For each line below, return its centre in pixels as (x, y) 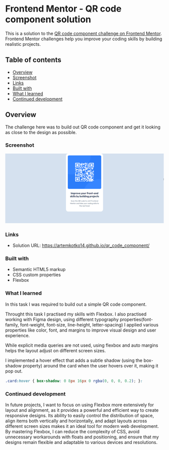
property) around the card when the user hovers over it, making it (90, 365)
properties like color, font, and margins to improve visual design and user (81, 330)
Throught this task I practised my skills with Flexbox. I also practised (76, 314)
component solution (48, 19)
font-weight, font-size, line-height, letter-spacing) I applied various (89, 325)
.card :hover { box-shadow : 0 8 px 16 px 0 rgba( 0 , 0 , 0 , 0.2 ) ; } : (74, 381)
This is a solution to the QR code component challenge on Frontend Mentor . (83, 33)
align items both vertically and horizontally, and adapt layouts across (76, 421)
